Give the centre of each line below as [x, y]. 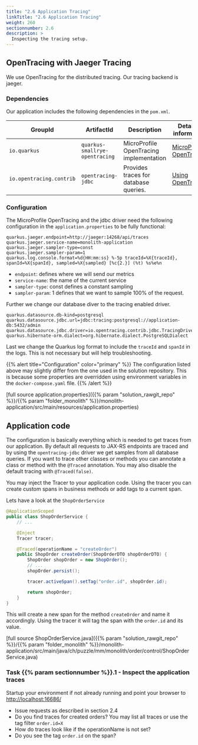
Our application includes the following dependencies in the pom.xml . [88, 111]
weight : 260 [21, 22]
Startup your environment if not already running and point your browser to [96, 693]
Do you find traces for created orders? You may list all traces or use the [101, 717]
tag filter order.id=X [39, 723]
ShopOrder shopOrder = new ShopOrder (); [77, 560]
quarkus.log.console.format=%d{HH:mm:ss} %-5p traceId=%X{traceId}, [92, 258]
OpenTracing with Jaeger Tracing [69, 63]
